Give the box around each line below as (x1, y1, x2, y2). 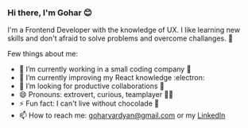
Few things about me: (7, 49, 79, 59)
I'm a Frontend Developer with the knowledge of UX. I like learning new (7, 25, 240, 35)
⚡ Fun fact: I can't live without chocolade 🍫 (18, 99, 160, 108)
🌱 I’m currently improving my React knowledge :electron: (18, 73, 205, 83)
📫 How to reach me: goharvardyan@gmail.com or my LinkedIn (18, 111, 226, 120)
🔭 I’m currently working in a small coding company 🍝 (18, 64, 192, 74)
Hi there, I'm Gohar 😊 (7, 7, 92, 18)
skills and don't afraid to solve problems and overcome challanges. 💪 (7, 33, 234, 43)
